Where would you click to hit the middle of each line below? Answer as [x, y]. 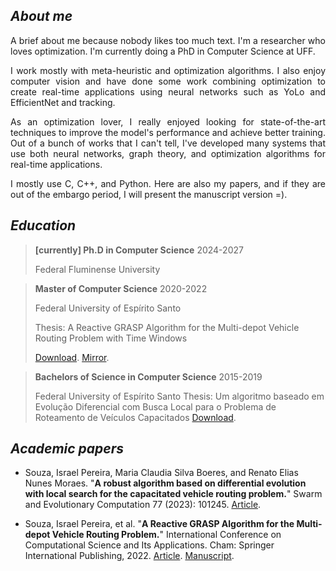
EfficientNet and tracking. [63, 102]
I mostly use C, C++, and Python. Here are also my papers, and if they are [168, 183]
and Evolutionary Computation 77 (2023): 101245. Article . [143, 505]
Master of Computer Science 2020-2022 [121, 288]
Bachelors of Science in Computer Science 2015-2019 [148, 376]
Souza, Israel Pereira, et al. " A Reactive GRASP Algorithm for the [159, 524]
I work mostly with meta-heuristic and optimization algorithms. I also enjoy [168, 70]
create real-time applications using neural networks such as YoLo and [168, 91]
